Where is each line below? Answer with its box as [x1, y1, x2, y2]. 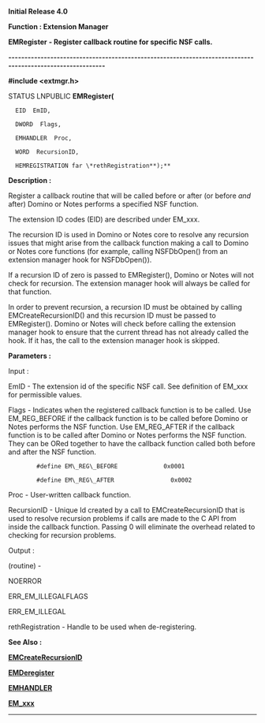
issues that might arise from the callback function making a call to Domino [8, 238, 249, 248]
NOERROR [8, 576, 42, 586]
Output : [8, 546, 35, 555]
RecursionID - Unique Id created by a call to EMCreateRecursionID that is [8, 505, 246, 515]
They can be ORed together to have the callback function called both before [8, 439, 256, 448]
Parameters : [8, 351, 51, 360]
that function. [8, 287, 52, 296]
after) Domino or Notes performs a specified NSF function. [8, 199, 199, 208]
